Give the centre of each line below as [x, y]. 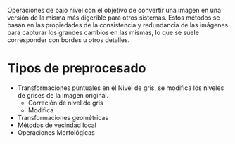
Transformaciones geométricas [63, 117]
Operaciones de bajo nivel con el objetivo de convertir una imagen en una [114, 10]
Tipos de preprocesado [77, 68]
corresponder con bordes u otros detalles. [69, 40]
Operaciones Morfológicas [56, 132]
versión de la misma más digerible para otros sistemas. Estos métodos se [114, 18]
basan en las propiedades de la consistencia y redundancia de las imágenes [118, 25]
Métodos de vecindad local [57, 125]
